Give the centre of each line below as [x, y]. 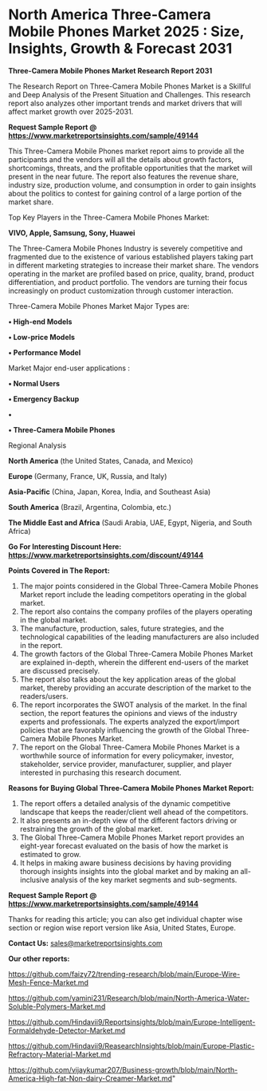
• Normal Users [34, 383]
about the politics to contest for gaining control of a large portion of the [125, 193]
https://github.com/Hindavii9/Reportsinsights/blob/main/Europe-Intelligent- [132, 1022]
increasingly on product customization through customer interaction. [121, 291]
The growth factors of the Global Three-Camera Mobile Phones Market [136, 654]
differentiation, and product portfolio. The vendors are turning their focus [128, 282]
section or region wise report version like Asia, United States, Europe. [122, 927]
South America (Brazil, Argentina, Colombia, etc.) [90, 507]
